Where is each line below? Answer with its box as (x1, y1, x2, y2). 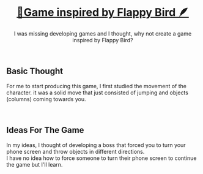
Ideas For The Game (6, 125, 84, 135)
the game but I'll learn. (6, 161, 63, 168)
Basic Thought (6, 66, 63, 77)
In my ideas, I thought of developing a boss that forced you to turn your (6, 141, 186, 148)
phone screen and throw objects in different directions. (6, 148, 145, 155)
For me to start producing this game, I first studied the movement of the (6, 82, 186, 89)
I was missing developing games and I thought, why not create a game (13, 29, 192, 37)
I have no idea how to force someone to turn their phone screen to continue (6, 154, 197, 162)
